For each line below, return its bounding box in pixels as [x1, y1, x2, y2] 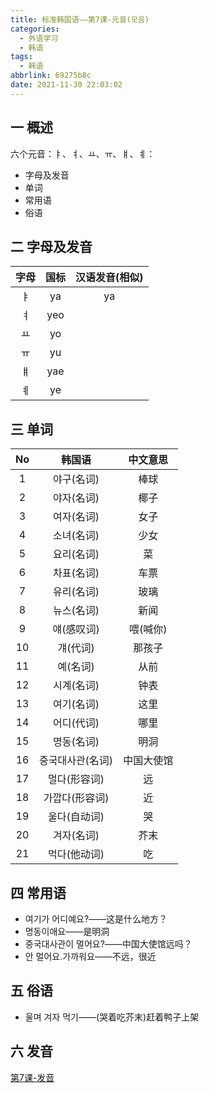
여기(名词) [53, 697, 100, 711]
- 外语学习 [19, 33, 59, 43]
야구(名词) [53, 472, 100, 486]
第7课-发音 [10, 1071, 55, 1083]
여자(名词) [53, 510, 100, 524]
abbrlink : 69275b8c [10, 71, 92, 81]
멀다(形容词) [48, 772, 105, 786]
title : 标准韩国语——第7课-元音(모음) [10, 14, 150, 25]
